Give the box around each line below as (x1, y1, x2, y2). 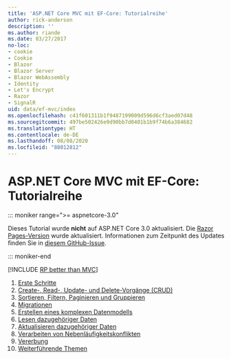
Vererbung (17, 337, 49, 345)
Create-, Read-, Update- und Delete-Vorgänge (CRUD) (17, 286, 173, 294)
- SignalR (8, 100, 36, 106)
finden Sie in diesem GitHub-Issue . (8, 238, 107, 247)
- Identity (8, 80, 39, 87)
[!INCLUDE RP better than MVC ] (8, 265, 98, 273)
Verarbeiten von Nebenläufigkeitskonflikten (17, 329, 141, 338)
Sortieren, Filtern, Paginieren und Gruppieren (17, 293, 146, 301)
